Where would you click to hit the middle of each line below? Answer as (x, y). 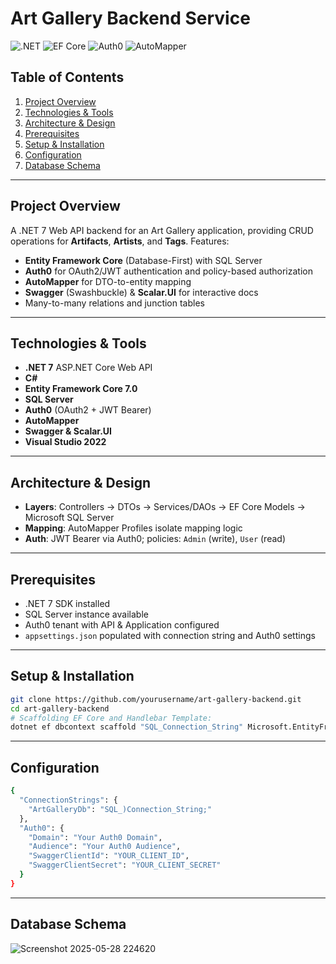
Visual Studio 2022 (65, 442)
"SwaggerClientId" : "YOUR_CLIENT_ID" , (109, 856)
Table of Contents (67, 77)
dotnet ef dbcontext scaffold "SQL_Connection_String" (127, 727)
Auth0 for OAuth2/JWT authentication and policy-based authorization (168, 271)
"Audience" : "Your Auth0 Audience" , (105, 847)
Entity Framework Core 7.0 (81, 389)
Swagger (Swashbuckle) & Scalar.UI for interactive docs (141, 292)
